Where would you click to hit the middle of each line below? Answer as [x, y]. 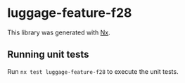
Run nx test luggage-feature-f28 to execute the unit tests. [93, 71]
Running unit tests [48, 55]
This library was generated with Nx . [59, 32]
